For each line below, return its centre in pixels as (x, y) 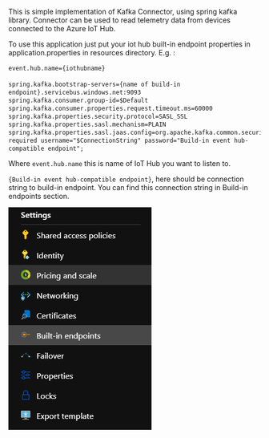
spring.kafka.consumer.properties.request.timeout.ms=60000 (111, 108)
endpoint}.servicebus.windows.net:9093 (75, 92)
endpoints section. (39, 196)
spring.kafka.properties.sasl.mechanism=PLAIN (87, 124)
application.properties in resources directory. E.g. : (92, 53)
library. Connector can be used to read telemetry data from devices (119, 20)
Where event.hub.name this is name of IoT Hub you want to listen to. (120, 163)
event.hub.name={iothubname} (57, 68)
